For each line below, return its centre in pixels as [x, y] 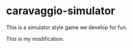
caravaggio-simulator [61, 11]
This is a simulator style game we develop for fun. [67, 27]
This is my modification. [35, 39]
